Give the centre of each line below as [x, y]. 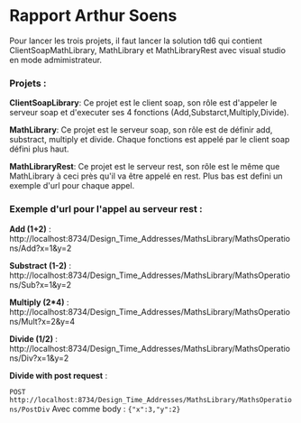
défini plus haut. [39, 149]
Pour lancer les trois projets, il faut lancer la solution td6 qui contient [136, 41]
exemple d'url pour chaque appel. [72, 186]
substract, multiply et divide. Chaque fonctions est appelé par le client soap [150, 140]
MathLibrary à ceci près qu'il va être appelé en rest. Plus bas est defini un [146, 176]
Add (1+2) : [30, 229]
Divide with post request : [59, 375]
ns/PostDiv [30, 409]
